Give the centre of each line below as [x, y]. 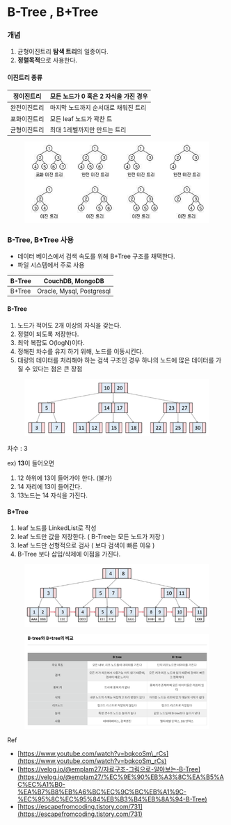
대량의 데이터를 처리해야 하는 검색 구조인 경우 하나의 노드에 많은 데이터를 [115, 360]
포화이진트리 [27, 118]
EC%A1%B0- [47, 785]
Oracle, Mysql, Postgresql [74, 291]
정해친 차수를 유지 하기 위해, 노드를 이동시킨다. [80, 351]
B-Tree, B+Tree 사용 [41, 239]
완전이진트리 [27, 108]
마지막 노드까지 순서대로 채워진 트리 [98, 108]
